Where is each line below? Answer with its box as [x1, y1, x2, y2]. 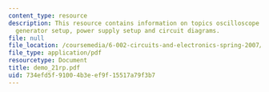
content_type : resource [8, 11, 88, 20]
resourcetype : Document [8, 57, 88, 65]
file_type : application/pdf [8, 49, 102, 57]
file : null [8, 34, 45, 42]
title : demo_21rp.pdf [8, 64, 81, 72]
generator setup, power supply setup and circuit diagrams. [15, 26, 220, 34]
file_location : [8, 42, 59, 50]
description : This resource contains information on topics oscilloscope [8, 19, 260, 27]
